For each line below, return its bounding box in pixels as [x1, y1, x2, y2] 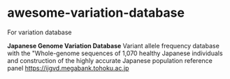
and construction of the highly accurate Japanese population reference [7, 56, 213, 64]
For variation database [7, 28, 72, 36]
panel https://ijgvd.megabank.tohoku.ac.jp [7, 64, 129, 72]
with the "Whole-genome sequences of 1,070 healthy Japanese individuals [7, 49, 223, 57]
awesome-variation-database [7, 5, 185, 21]
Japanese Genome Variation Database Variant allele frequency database [7, 41, 220, 50]
